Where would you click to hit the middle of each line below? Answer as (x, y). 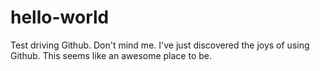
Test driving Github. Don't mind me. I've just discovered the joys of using (160, 45)
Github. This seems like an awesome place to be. (111, 55)
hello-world (60, 17)
